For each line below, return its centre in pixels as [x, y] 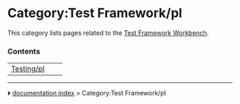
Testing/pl [28, 69]
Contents [24, 51]
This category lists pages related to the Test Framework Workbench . [108, 33]
